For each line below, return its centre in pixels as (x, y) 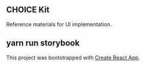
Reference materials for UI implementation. (59, 24)
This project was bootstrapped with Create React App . (73, 57)
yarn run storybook (43, 43)
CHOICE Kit (28, 10)
